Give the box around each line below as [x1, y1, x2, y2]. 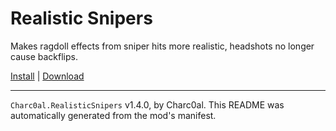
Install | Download [10, 70, 85, 82]
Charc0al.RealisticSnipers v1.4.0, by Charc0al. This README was [10, 98, 285, 111]
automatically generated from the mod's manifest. [10, 109, 217, 121]
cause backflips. [10, 50, 78, 62]
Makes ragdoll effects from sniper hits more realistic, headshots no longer [10, 40, 315, 52]
